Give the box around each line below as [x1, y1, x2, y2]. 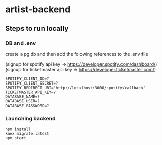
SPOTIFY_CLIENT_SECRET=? [5, 80, 58, 86]
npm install [5, 127, 31, 132]
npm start [5, 136, 27, 141]
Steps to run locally [5, 24, 69, 33]
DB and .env [5, 39, 36, 47]
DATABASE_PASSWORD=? [5, 103, 50, 108]
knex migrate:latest [5, 131, 50, 136]
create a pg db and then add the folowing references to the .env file [5, 51, 148, 57]
